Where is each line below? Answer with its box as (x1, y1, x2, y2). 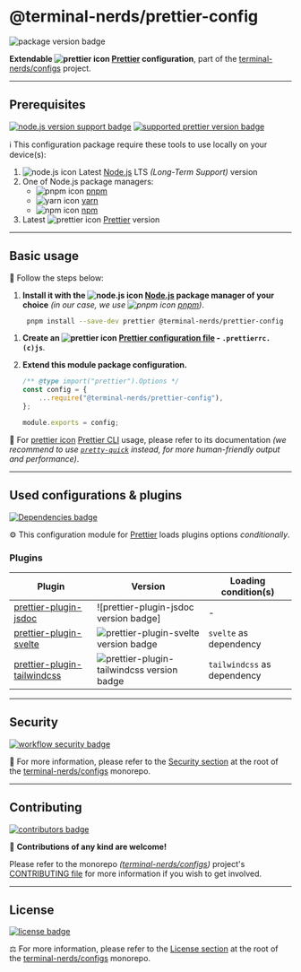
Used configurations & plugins (9, 488, 183, 503)
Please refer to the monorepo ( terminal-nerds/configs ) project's (9, 858, 245, 869)
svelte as (208, 626, 249, 638)
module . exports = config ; (21, 418, 119, 427)
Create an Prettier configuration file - (21, 333, 221, 343)
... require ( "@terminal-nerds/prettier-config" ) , (39, 394, 224, 403)
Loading (229, 574, 266, 586)
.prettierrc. (221, 334, 271, 343)
